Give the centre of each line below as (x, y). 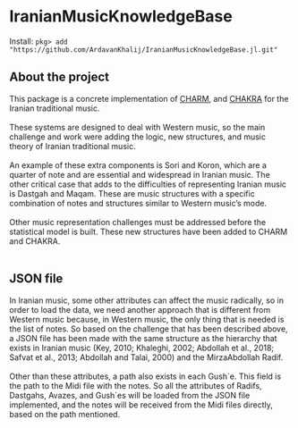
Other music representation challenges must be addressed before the (138, 222)
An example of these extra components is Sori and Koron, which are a (138, 165)
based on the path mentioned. (65, 414)
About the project (60, 77)
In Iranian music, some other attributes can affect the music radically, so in (147, 300)
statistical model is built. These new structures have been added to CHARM (149, 231)
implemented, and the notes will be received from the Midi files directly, (141, 405)
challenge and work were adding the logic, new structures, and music (138, 137)
